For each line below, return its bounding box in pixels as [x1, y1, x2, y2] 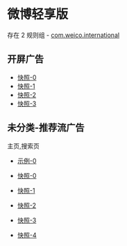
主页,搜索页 [7, 141, 40, 150]
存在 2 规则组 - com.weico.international [7, 31, 120, 39]
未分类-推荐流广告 [7, 122, 85, 133]
